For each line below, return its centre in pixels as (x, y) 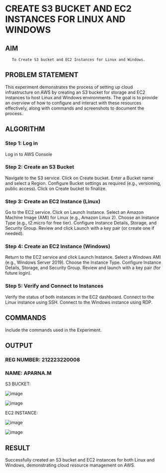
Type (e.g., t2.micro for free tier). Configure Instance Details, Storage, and (81, 223)
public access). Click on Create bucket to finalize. (56, 188)
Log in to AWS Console (29, 154)
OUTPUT (19, 345)
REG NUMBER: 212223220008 (43, 359)
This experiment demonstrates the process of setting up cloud (69, 87)
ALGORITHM (25, 129)
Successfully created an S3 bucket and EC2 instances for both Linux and (80, 460)
